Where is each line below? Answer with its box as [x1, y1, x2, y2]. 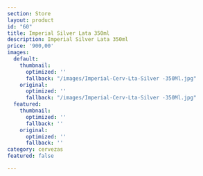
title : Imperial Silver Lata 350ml [7, 29, 110, 37]
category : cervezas [7, 146, 64, 153]
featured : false [7, 152, 54, 160]
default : [13, 56, 39, 63]
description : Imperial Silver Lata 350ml [7, 36, 129, 43]
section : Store [7, 10, 51, 17]
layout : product [7, 17, 54, 24]
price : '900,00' [7, 42, 54, 49]
